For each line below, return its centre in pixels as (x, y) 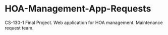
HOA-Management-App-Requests (78, 9)
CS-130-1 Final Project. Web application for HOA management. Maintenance (84, 22)
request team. (19, 27)
